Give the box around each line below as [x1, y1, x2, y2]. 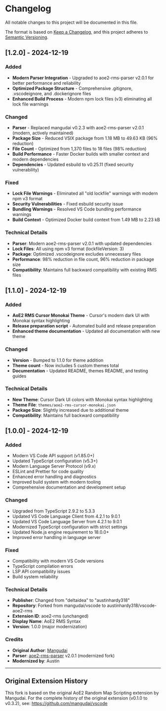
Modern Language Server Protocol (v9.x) [12, 463, 96, 469]
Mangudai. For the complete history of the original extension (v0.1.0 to [5, 695, 148, 701]
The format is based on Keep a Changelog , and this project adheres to [5, 29, 148, 35]
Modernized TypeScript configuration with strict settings [12, 524, 127, 530]
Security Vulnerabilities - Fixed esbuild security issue [12, 201, 124, 207]
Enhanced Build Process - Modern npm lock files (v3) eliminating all [12, 96, 152, 102]
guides [12, 373, 27, 379]
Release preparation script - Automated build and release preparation [12, 323, 156, 329]
